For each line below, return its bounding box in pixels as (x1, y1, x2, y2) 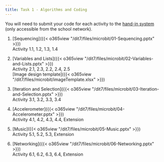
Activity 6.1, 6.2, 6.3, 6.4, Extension (12, 151, 83, 157)
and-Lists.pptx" (12, 61, 44, 66)
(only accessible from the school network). (5, 26, 92, 32)
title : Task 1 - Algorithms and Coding (5, 7, 87, 12)
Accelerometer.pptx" (12, 111, 55, 117)
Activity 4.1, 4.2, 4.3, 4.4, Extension (12, 116, 84, 122)
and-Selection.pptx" (12, 91, 54, 97)
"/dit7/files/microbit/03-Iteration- (92, 86, 160, 92)
